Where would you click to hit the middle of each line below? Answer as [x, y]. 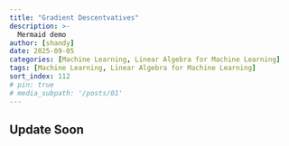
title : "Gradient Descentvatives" [75, 18]
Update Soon [47, 129]
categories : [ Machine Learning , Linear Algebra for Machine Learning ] [145, 59]
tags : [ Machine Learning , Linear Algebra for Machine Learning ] [133, 68]
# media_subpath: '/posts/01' [66, 93]
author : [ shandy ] [42, 43]
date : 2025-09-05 [42, 51]
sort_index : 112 [40, 77]
